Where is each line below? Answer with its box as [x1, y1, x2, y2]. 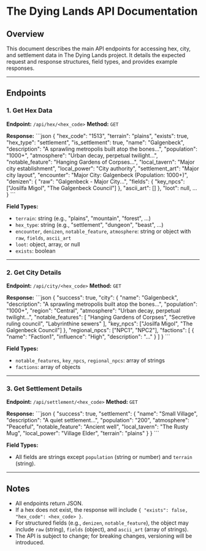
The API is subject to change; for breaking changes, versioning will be [15, 532, 193, 540]
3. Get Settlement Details [6, 384, 83, 393]
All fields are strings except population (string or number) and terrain [15, 454, 193, 461]
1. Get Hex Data [6, 106, 53, 115]
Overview [6, 29, 45, 39]
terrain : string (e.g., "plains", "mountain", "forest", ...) [15, 215, 151, 222]
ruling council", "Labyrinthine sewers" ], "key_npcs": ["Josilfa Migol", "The [6, 320, 193, 327]
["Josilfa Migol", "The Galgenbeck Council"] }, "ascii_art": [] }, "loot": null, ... [6, 184, 197, 191]
